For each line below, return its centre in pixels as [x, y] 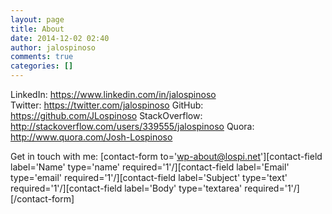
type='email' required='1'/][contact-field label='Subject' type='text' [149, 177]
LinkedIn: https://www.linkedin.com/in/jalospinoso [113, 94]
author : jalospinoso [53, 47]
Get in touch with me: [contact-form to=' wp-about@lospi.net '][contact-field [166, 156]
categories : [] [42, 66]
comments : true [42, 57]
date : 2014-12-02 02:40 [60, 38]
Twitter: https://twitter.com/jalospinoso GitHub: [107, 105]
